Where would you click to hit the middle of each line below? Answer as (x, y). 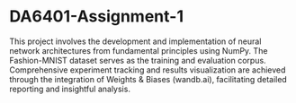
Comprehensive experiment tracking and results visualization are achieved (148, 70)
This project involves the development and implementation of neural (135, 41)
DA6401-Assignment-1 (97, 17)
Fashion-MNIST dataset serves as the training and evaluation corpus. (138, 60)
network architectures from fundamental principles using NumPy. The (139, 50)
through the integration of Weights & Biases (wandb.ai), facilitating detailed (148, 79)
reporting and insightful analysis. (70, 89)
